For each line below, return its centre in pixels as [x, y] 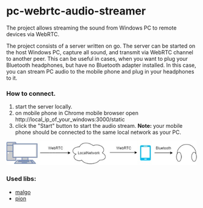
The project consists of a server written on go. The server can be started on [101, 46]
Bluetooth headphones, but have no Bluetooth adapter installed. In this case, [101, 65]
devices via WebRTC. [33, 34]
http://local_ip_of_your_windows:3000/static [70, 119]
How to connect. [31, 93]
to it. [12, 78]
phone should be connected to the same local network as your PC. [98, 132]
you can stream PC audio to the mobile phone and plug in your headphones [100, 71]
